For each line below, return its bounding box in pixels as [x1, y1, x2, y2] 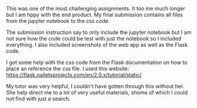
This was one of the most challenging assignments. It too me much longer [6, 5, 185, 12]
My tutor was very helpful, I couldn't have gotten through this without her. [6, 83, 185, 90]
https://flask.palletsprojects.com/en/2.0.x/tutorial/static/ [6, 72, 142, 78]
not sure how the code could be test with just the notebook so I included [6, 35, 182, 42]
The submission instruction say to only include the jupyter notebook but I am [6, 29, 192, 36]
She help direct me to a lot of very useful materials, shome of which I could [6, 89, 188, 96]
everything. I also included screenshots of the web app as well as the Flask [6, 41, 188, 48]
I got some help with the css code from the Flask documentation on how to [6, 59, 188, 66]
